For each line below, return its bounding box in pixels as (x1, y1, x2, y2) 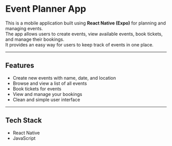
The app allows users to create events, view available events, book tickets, (5, 31, 163, 37)
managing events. (5, 25, 43, 31)
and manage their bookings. (5, 36, 64, 42)
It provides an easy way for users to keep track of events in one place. (5, 41, 154, 47)
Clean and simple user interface (12, 96, 80, 103)
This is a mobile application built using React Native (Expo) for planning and (5, 20, 166, 26)
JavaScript (12, 135, 36, 141)
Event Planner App (5, 3, 87, 15)
